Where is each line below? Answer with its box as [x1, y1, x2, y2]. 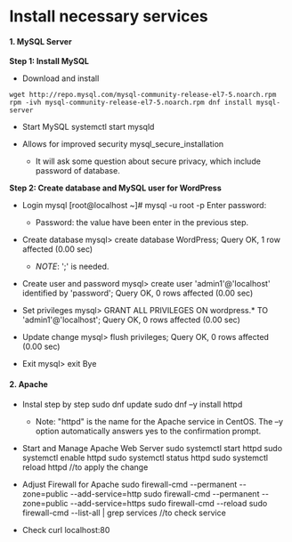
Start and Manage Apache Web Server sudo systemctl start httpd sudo [21, 442, 283, 453]
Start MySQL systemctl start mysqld [21, 122, 155, 133]
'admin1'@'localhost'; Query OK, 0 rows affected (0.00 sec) [21, 314, 240, 326]
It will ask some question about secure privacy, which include [35, 156, 261, 166]
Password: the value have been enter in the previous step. [35, 217, 249, 228]
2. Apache [9, 378, 49, 389]
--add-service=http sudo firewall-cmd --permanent [69, 488, 260, 499]
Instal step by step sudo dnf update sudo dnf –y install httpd [21, 399, 243, 409]
